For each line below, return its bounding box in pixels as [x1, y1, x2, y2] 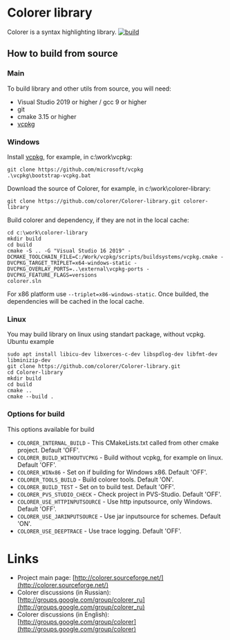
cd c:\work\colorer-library [7, 229, 88, 236]
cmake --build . [7, 393, 54, 401]
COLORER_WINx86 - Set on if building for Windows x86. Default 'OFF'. [17, 468, 208, 476]
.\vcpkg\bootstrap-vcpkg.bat [7, 172, 91, 179]
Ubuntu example [7, 338, 55, 346]
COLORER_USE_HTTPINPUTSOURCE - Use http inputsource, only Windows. [17, 497, 213, 506]
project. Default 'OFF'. [17, 446, 80, 454]
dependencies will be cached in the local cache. [7, 297, 144, 305]
